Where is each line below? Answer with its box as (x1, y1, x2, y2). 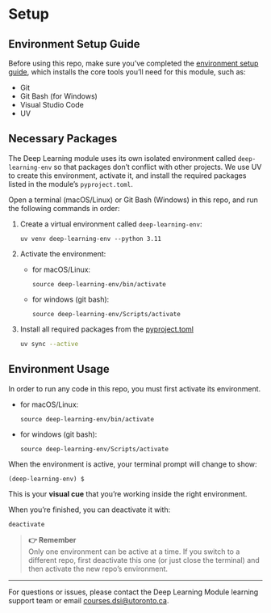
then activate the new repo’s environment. (27, 564, 168, 574)
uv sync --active (19, 340, 79, 348)
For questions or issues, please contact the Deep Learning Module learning (8, 587, 259, 597)
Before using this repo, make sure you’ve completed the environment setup (8, 58, 259, 68)
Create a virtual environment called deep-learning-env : (19, 219, 202, 229)
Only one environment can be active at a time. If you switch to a (27, 547, 240, 556)
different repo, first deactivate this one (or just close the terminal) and (27, 556, 260, 565)
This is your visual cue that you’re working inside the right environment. (8, 488, 248, 498)
